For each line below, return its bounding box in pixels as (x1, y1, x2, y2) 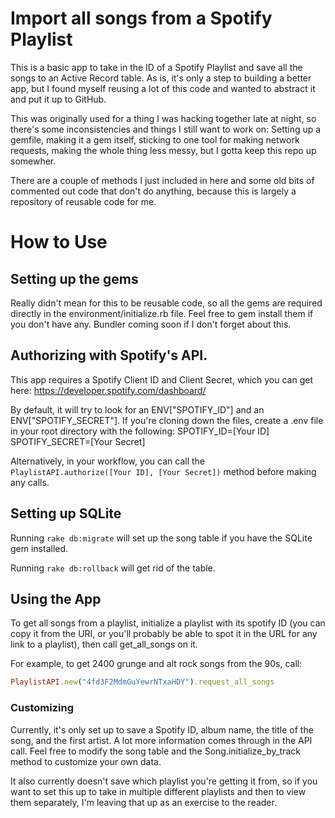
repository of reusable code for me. (10, 195, 157, 207)
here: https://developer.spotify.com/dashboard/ (10, 384, 207, 396)
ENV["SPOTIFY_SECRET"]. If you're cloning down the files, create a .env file (10, 414, 324, 426)
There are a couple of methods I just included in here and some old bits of (10, 174, 315, 186)
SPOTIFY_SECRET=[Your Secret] (10, 435, 146, 447)
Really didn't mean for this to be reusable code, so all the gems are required (10, 297, 323, 309)
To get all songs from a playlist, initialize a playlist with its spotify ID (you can (10, 617, 326, 629)
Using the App (10, 590, 102, 607)
